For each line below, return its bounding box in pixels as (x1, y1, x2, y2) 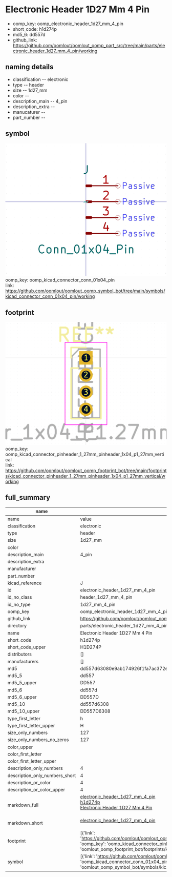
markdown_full (7, 802, 39, 808)
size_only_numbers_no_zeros (7, 737, 69, 743)
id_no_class (7, 594, 32, 600)
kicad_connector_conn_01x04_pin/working (5, 293, 95, 299)
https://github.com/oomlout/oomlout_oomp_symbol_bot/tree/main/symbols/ (5, 288, 165, 294)
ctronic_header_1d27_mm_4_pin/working (12, 48, 98, 54)
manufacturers (7, 658, 39, 664)
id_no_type (7, 601, 31, 607)
